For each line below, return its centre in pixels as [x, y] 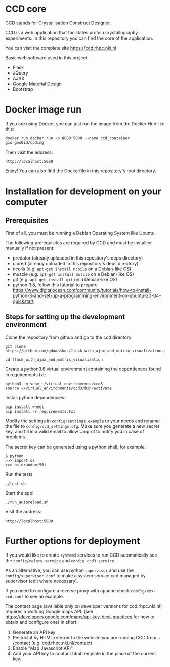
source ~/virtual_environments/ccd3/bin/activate [59, 388]
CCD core [26, 9]
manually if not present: [30, 248]
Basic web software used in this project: [47, 58]
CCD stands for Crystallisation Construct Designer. [58, 23]
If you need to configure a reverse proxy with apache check [68, 590]
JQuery [20, 73]
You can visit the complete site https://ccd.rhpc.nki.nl [61, 48]
